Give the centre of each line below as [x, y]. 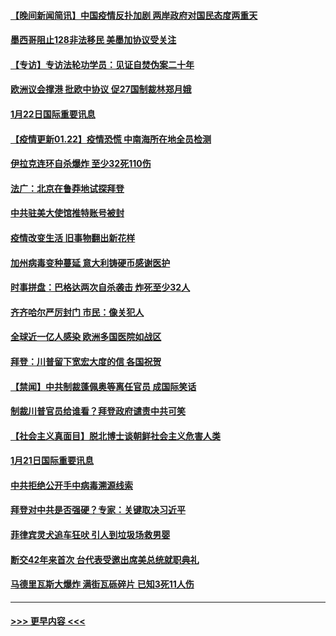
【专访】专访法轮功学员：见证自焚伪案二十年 [102, 64]
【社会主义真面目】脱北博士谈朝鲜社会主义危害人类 [115, 436]
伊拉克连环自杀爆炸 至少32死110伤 [81, 164]
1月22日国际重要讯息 [53, 114]
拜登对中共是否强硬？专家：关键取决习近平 [98, 510]
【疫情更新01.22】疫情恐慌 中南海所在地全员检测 [111, 139]
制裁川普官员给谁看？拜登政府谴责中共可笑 [98, 411]
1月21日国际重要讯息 [52, 461]
